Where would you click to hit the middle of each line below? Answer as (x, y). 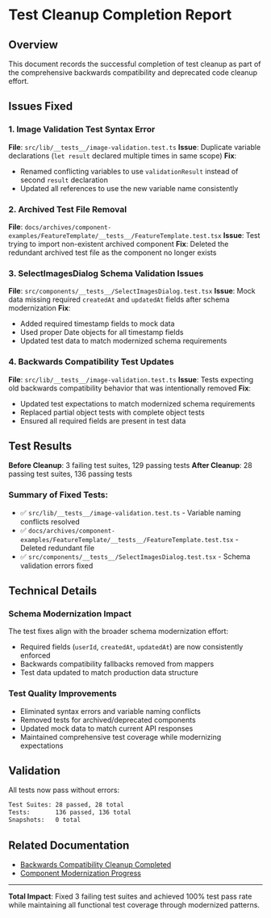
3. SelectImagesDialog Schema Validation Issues (106, 273)
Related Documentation (69, 845)
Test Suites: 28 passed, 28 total (67, 805)
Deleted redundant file (57, 548)
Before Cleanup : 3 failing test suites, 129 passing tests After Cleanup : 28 (130, 465)
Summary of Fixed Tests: (58, 495)
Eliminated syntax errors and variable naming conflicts (110, 711)
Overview (33, 45)
